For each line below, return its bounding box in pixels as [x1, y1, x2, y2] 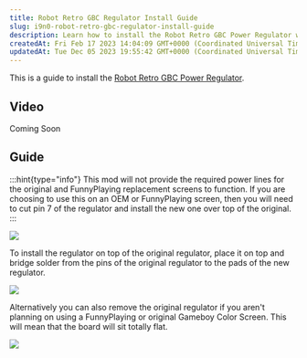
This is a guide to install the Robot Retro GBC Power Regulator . [9, 72, 245, 83]
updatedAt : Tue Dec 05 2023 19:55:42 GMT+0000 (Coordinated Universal [9, 47, 284, 57]
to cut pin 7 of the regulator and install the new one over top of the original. [9, 203, 292, 214]
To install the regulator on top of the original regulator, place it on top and [9, 247, 285, 258]
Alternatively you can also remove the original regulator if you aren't [9, 301, 265, 312]
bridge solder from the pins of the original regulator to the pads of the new [9, 257, 290, 268]
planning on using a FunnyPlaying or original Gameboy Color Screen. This [9, 311, 287, 322]
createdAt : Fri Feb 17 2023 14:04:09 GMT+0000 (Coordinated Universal [9, 38, 284, 48]
